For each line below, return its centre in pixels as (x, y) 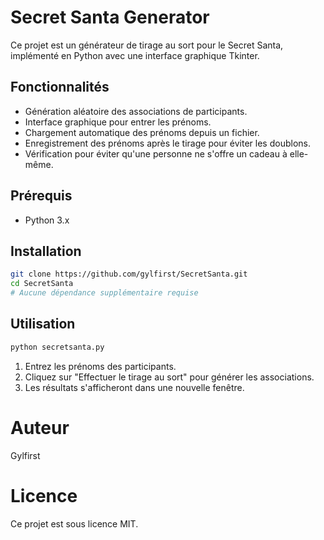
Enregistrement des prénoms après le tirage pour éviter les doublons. (167, 143)
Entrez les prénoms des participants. (100, 366)
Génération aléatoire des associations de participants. (136, 111)
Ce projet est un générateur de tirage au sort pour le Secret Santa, (147, 45)
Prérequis (41, 196)
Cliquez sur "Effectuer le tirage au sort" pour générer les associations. (169, 377)
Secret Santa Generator (110, 17)
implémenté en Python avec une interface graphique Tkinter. (135, 55)
